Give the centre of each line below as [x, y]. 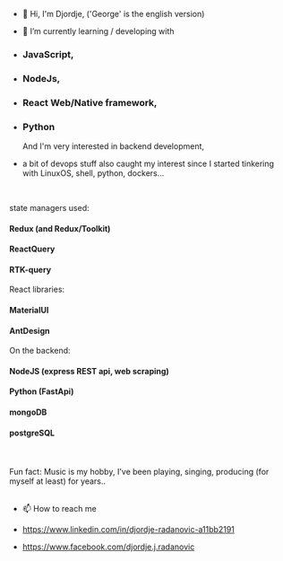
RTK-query [30, 269]
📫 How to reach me [59, 509]
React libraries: [37, 289]
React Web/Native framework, [90, 102]
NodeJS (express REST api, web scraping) [90, 371]
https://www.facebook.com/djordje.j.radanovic [108, 547]
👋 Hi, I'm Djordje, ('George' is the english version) [113, 14]
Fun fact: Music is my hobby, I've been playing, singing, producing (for [139, 472]
